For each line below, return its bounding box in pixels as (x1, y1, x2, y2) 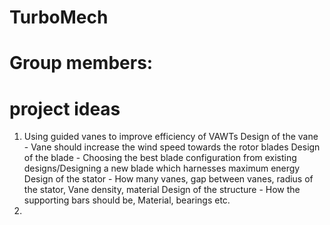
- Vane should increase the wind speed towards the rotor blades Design (23, 141, 321, 153)
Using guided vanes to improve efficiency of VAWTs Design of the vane (23, 131, 319, 143)
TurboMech (9, 6, 109, 29)
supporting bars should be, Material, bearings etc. (23, 194, 231, 206)
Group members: (9, 52, 154, 75)
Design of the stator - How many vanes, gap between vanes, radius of (23, 173, 314, 185)
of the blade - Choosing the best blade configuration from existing (23, 152, 297, 164)
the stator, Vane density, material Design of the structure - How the (23, 184, 301, 196)
